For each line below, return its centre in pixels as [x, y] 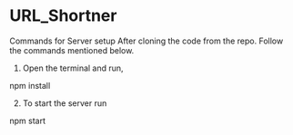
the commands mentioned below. [72, 50]
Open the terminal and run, [73, 68]
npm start [28, 121]
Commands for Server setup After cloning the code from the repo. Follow [146, 41]
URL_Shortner [63, 16]
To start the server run [65, 103]
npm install [30, 85]
